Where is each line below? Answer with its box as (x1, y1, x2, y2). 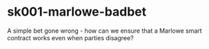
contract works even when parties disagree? (7, 33, 134, 42)
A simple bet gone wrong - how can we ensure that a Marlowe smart (7, 27, 202, 35)
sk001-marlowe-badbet (7, 4, 147, 20)
